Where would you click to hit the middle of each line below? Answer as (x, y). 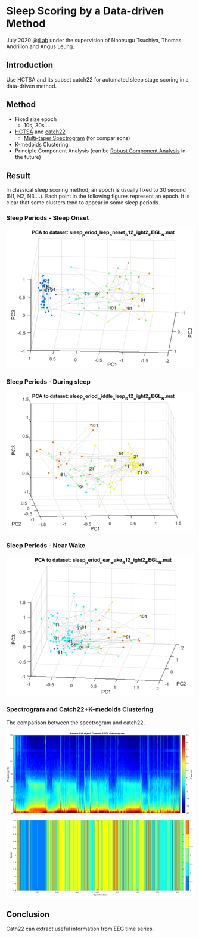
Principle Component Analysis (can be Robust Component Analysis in (100, 151)
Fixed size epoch (36, 119)
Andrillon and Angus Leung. (40, 46)
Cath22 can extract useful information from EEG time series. (80, 929)
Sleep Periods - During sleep (49, 382)
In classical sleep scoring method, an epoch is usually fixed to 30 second (96, 190)
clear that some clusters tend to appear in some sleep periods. (83, 203)
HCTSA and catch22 (40, 132)
